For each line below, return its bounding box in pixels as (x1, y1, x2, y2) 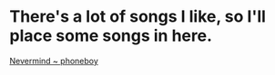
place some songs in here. (9, 25, 212, 46)
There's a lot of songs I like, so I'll (9, 6, 267, 27)
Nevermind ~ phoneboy (9, 55, 98, 66)
